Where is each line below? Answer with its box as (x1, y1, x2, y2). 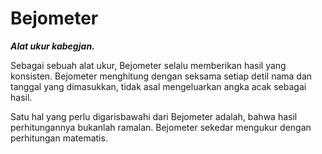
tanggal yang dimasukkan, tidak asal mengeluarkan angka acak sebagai (10, 80, 307, 92)
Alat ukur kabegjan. (10, 40, 95, 52)
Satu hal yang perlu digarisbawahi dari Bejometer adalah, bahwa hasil (10, 110, 298, 122)
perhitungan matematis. (10, 132, 108, 144)
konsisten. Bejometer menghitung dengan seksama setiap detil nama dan (10, 70, 313, 82)
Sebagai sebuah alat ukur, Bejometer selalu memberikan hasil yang (10, 59, 287, 71)
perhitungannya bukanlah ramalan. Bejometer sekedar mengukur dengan (10, 121, 312, 133)
